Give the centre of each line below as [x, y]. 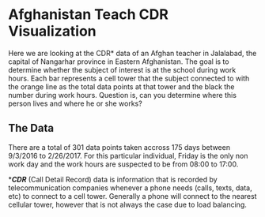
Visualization [52, 31]
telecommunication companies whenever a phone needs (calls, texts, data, [130, 188]
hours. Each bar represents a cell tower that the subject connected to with [129, 78]
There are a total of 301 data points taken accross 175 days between [119, 147]
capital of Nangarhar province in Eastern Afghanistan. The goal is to [119, 62]
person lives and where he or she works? [75, 103]
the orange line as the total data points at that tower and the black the [121, 86]
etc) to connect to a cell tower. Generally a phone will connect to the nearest [132, 196]
